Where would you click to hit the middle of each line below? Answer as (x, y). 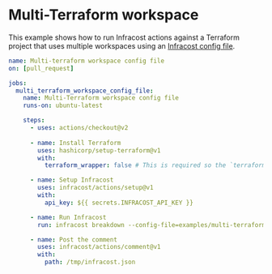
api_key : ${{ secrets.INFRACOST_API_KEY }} (119, 203)
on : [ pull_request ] (41, 68)
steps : (34, 120)
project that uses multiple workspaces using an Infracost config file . (122, 45)
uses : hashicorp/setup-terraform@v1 (99, 150)
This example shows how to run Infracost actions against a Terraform (124, 37)
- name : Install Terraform (75, 143)
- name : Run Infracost (68, 217)
